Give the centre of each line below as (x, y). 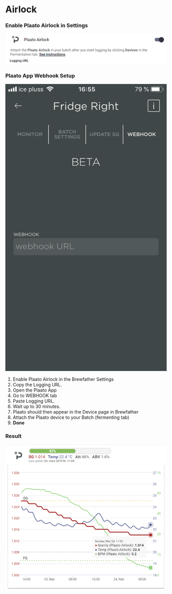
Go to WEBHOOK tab (35, 396)
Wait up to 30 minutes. (36, 406)
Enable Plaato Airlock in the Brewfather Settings (63, 379)
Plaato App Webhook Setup (40, 75)
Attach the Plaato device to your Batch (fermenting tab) (71, 417)
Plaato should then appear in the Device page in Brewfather (76, 412)
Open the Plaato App (35, 390)
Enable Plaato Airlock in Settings (47, 26)
